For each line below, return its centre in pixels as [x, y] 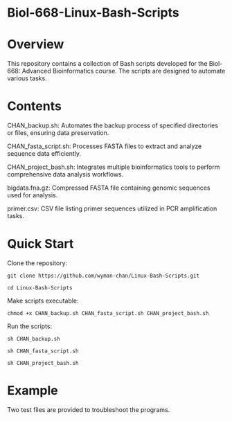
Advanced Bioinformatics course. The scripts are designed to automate [124, 71]
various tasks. [27, 78]
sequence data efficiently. [44, 154]
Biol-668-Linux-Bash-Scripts [93, 13]
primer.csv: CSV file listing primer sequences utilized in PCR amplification [112, 208]
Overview [36, 45]
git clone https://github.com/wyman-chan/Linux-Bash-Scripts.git [103, 276]
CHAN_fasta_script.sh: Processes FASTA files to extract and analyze [105, 146]
